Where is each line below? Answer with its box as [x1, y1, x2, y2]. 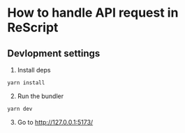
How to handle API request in [7, 5, 179, 21]
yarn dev [7, 105, 33, 112]
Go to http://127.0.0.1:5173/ [17, 118, 94, 126]
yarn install [7, 79, 45, 86]
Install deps [17, 66, 51, 74]
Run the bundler [17, 92, 64, 100]
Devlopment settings [7, 47, 101, 59]
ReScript [7, 19, 59, 36]
